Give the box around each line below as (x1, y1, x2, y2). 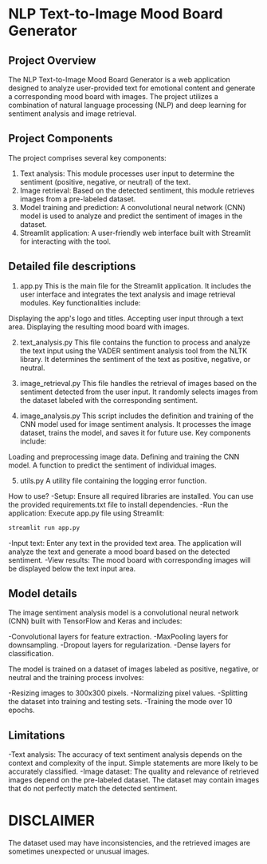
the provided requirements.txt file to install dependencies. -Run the (8, 500, 229, 509)
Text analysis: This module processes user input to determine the (19, 169, 235, 178)
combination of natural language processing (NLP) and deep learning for (8, 101, 247, 109)
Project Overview (8, 54, 96, 67)
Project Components (8, 132, 113, 145)
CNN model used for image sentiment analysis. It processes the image (19, 419, 252, 428)
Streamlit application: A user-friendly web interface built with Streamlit (19, 228, 251, 237)
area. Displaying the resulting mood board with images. (8, 321, 190, 332)
